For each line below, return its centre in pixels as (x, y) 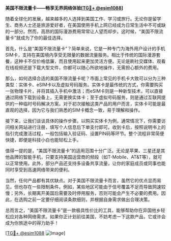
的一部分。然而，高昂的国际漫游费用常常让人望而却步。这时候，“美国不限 (82, 31)
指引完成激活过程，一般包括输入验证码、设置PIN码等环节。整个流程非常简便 (85, 133)
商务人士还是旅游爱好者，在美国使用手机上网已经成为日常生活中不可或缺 (90, 25)
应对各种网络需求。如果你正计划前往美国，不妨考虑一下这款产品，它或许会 (88, 217)
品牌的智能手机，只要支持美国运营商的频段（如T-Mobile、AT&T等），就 (83, 157)
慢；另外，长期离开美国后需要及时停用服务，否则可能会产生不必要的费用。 (83, 193)
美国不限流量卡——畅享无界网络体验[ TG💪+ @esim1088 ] (64, 8)
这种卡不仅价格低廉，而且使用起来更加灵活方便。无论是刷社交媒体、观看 (90, 61)
